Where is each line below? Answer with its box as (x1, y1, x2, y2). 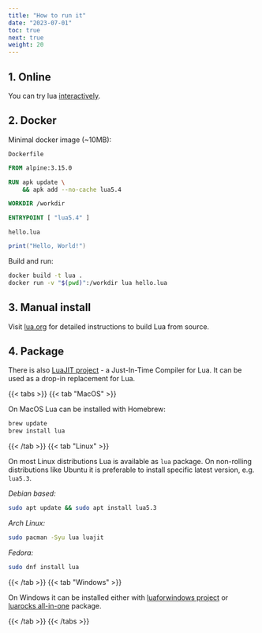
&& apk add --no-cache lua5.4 (22, 185, 122, 193)
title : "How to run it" (8, 11, 87, 20)
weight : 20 (8, 41, 44, 49)
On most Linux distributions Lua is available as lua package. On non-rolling (8, 457, 253, 466)
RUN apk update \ (8, 178, 65, 186)
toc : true (8, 26, 41, 34)
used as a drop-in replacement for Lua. (8, 374, 136, 384)
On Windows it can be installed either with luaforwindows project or (8, 593, 229, 602)
